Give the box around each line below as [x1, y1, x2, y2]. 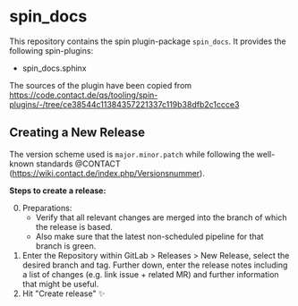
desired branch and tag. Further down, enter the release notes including [21, 259, 288, 270]
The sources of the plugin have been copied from [9, 80, 192, 90]
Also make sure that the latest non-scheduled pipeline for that [35, 231, 264, 242]
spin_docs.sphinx [21, 63, 87, 73]
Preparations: [21, 202, 72, 213]
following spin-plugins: [9, 45, 94, 55]
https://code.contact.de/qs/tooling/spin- [9, 89, 158, 100]
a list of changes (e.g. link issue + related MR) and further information [21, 268, 279, 279]
